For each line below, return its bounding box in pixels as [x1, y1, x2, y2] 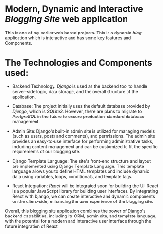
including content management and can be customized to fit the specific [12, 143, 158, 149]
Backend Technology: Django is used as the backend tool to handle [12, 84, 147, 89]
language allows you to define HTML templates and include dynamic [12, 168, 150, 174]
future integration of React [5, 223, 58, 229]
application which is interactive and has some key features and [5, 35, 131, 41]
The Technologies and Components [5, 57, 152, 68]
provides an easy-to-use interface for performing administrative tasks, [12, 138, 154, 144]
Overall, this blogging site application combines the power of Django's [5, 208, 146, 214]
